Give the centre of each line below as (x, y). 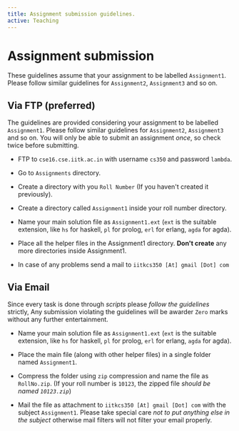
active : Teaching (33, 21)
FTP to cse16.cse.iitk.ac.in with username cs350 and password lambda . (125, 159)
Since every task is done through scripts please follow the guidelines (108, 304)
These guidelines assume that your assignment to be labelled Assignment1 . (117, 76)
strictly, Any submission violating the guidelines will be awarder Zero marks (118, 312)
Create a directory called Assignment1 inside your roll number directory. (122, 208)
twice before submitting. (44, 145)
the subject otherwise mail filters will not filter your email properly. (115, 420)
